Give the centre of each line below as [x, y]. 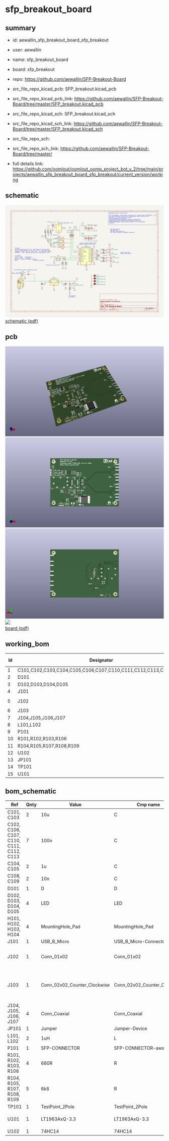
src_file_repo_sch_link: [36, 148]
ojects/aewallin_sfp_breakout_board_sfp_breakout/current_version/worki [88, 174]
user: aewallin [27, 50]
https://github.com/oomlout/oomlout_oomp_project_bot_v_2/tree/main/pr [88, 169]
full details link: [28, 164]
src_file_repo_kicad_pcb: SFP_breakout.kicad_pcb [64, 89]
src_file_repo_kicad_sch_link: [43, 124]
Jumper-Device [131, 1028]
